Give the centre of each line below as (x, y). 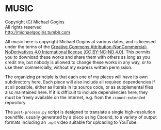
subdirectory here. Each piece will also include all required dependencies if (80, 82)
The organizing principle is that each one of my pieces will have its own (76, 77)
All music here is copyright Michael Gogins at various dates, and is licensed (80, 41)
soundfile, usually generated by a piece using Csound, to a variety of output (81, 117)
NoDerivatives (19, 52)
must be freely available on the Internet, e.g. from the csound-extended (75, 97)
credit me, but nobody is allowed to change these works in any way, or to (78, 62)
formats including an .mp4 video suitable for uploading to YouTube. (72, 122)
